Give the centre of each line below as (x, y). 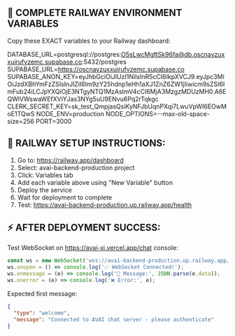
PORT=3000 (54, 121)
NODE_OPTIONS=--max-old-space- (158, 113)
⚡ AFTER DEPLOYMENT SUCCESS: (84, 228)
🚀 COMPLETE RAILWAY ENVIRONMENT (95, 13)
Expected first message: (42, 293)
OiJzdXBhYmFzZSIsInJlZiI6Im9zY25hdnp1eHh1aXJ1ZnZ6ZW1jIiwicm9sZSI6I (116, 84)
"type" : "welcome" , (42, 313)
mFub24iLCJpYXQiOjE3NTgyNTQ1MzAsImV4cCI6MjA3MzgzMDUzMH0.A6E (117, 91)
